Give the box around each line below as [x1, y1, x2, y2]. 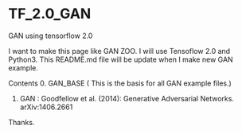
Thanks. [8, 117, 35, 127]
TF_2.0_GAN [8, 5, 92, 23]
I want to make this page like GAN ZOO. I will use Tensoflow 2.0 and [8, 46, 231, 55]
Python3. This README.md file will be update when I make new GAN [8, 55, 233, 64]
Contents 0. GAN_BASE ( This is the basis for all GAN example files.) [8, 78, 232, 88]
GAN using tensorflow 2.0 [8, 31, 93, 40]
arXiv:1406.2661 [19, 102, 73, 112]
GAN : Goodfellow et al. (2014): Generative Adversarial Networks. [19, 93, 235, 103]
